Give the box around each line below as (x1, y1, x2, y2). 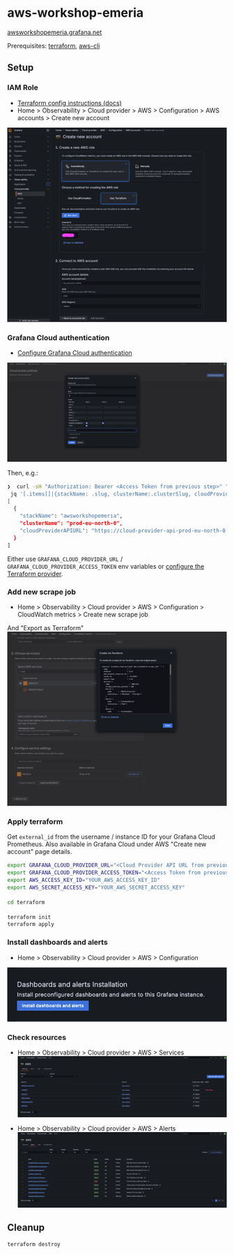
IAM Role (7, 82, 38, 92)
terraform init (7, 913, 52, 920)
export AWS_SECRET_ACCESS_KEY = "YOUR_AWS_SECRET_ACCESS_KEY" (7, 884, 186, 891)
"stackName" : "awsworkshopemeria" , (19, 512, 123, 520)
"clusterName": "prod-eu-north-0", (19, 520, 123, 527)
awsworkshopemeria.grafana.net (7, 28, 102, 36)
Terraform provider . (7, 570, 63, 578)
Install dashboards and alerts (7, 938, 108, 948)
